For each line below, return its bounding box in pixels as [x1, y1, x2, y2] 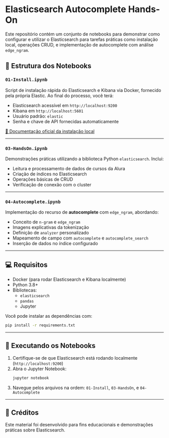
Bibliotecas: [12, 287, 37, 294]
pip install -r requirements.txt [5, 323, 75, 328]
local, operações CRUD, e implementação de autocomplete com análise [5, 41, 154, 47]
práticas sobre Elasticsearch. [5, 427, 65, 433]
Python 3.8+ [12, 282, 39, 288]
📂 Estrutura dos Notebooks [5, 62, 92, 70]
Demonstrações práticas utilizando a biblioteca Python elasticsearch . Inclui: [5, 156, 164, 162]
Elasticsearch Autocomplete [5, 4, 127, 15]
